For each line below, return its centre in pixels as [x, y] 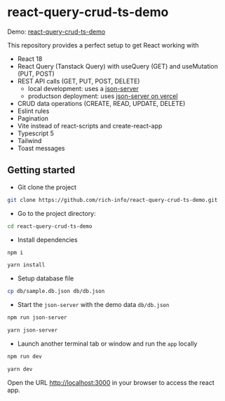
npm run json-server [37, 318]
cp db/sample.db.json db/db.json [56, 292]
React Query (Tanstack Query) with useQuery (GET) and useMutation [118, 66]
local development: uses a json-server [83, 88]
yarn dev [20, 369]
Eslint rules [33, 111]
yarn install [26, 265]
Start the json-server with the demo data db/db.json [93, 305]
